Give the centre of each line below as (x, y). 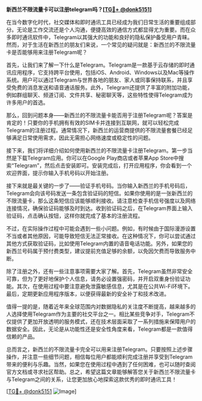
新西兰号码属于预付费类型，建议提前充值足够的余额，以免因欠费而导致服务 (98, 251)
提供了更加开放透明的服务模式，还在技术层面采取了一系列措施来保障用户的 (103, 321)
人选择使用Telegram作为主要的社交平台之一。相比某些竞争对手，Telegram (98, 314)
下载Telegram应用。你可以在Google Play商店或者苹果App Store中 (98, 158)
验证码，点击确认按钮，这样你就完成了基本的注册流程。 (75, 216)
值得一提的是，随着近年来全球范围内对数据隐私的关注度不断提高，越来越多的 (101, 306)
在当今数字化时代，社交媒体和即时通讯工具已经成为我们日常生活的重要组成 (98, 22)
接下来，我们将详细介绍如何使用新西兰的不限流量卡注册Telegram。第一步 (97, 150)
